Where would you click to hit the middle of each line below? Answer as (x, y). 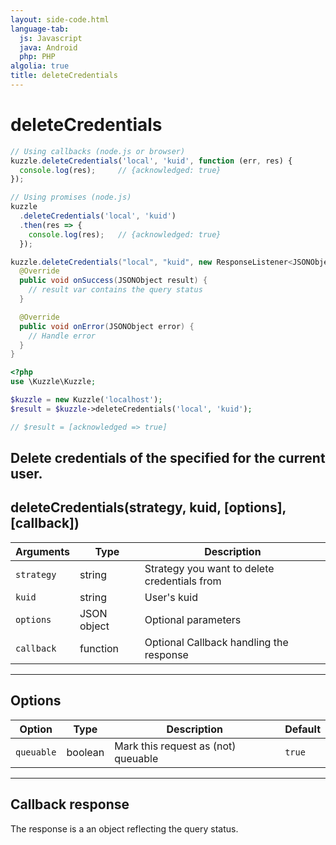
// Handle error (62, 336)
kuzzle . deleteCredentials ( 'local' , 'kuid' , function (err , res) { (151, 161)
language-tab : (40, 29)
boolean (85, 752)
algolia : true (40, 66)
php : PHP (37, 57)
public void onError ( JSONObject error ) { (107, 326)
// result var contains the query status (115, 290)
